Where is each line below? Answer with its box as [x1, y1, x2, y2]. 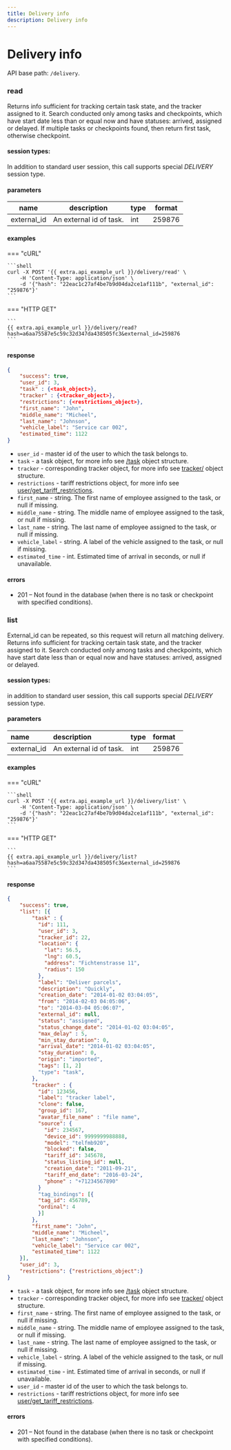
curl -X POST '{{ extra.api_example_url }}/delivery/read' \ [7, 269, 187, 276]
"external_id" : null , [37, 1011, 100, 1018]
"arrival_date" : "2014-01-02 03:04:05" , [37, 1043, 156, 1050]
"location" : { [37, 940, 79, 947]
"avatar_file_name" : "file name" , [37, 1114, 140, 1121]
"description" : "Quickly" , [37, 985, 116, 992]
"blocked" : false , [43, 1145, 97, 1153]
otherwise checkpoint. [7, 131, 71, 139]
